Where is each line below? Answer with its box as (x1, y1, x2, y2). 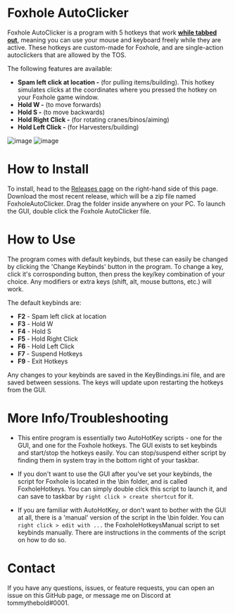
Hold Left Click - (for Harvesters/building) (17, 123, 139, 131)
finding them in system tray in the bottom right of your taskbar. (17, 456, 199, 464)
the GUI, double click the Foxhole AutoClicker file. (7, 206, 151, 215)
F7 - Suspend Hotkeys (17, 349, 83, 358)
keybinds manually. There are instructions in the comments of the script (17, 528, 226, 537)
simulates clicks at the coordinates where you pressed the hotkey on (17, 85, 217, 94)
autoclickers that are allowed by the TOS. (7, 51, 127, 59)
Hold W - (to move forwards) (17, 100, 102, 108)
